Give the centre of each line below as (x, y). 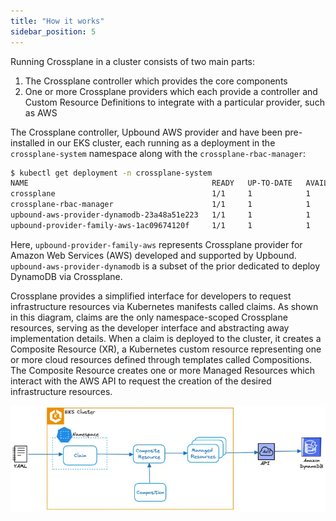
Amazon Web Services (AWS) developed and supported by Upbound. (153, 255)
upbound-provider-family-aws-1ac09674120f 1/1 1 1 (160, 225)
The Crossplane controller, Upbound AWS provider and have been (146, 132)
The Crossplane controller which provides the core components (156, 81)
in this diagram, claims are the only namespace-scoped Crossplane (149, 317)
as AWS (41, 112)
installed (28, 142)
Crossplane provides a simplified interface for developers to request (151, 296)
